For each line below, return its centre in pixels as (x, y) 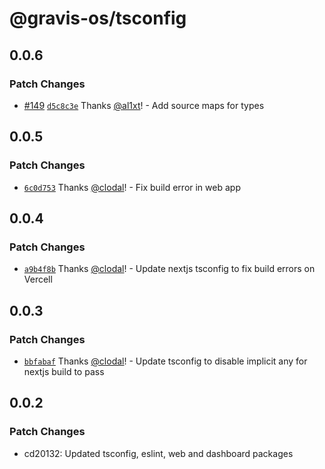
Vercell (38, 279)
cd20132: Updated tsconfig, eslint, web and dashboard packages (158, 453)
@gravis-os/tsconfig (98, 18)
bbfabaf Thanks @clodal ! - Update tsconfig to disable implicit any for (165, 361)
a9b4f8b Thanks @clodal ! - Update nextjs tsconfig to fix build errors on (169, 269)
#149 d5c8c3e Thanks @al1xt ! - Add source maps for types (144, 105)
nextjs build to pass (64, 371)
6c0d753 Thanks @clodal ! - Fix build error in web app (132, 187)
